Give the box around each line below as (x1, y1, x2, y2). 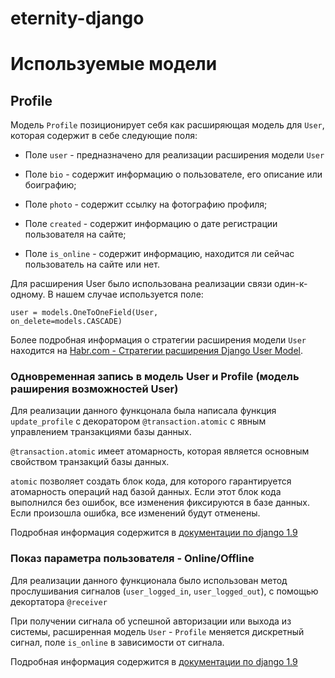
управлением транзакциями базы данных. (10, 426, 192, 438)
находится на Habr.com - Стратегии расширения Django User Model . (10, 345, 304, 357)
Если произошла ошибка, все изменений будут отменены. (10, 507, 261, 519)
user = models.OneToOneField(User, (10, 308, 159, 318)
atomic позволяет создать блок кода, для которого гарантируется (10, 475, 292, 487)
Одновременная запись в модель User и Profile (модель (10, 370, 300, 384)
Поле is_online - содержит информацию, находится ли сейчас (24, 248, 295, 260)
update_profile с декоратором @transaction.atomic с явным (10, 415, 267, 427)
